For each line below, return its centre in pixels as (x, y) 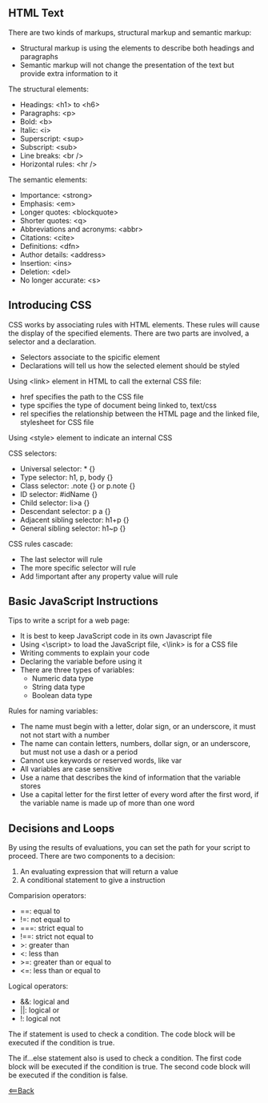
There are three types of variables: (77, 670)
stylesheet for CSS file (57, 422)
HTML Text (36, 13)
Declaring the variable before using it (81, 662)
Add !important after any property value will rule (99, 576)
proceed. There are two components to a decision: (92, 856)
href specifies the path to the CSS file (82, 396)
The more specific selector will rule (78, 568)
